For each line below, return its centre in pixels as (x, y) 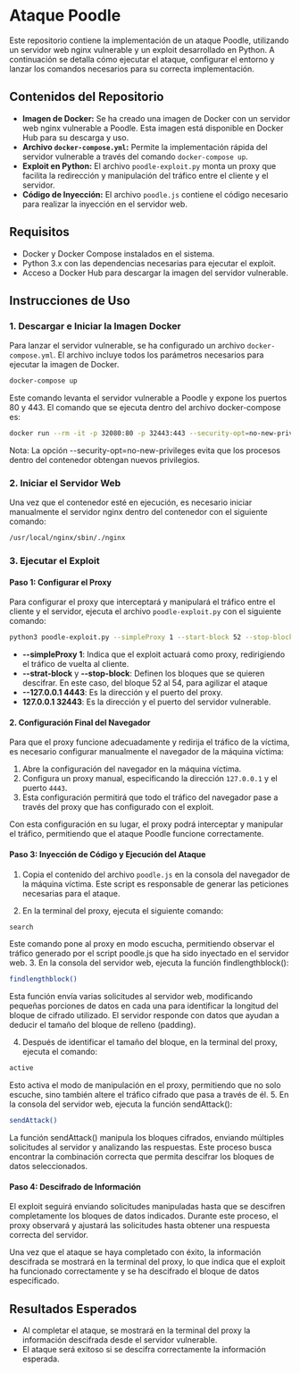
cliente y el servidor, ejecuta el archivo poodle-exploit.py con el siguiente (145, 611)
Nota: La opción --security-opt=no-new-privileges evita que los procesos (145, 451)
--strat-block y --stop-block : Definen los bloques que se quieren (143, 674)
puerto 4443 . (45, 788)
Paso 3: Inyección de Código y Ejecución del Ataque (108, 854)
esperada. (41, 1359)
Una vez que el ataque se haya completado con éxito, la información (135, 1252)
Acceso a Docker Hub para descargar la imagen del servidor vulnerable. (155, 273)
